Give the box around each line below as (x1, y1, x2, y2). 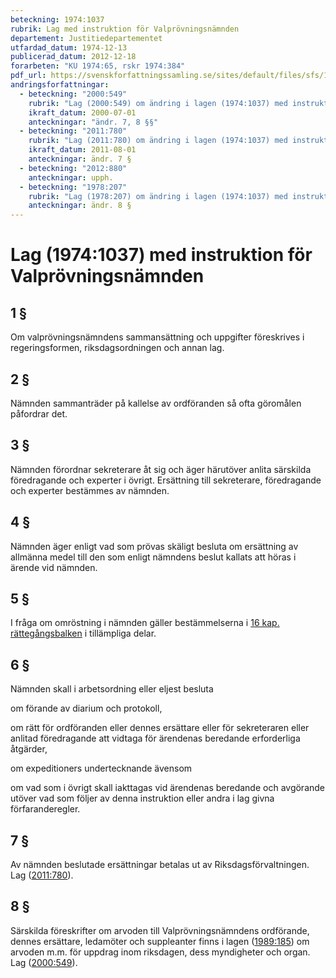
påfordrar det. (10, 407, 68, 420)
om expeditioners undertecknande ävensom (10, 762, 193, 775)
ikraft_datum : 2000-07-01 (28, 107, 137, 118)
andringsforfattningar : (10, 80, 110, 90)
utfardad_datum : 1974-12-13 (10, 42, 128, 53)
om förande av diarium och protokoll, (10, 702, 163, 715)
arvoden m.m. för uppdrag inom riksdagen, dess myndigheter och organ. (10, 946, 311, 958)
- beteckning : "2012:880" (19, 163, 128, 173)
